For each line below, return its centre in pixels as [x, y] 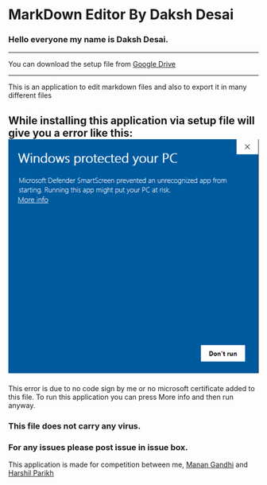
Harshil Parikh [31, 473]
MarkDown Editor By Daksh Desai [121, 15]
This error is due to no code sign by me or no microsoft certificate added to [132, 389]
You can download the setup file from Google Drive [92, 64]
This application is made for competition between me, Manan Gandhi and [128, 465]
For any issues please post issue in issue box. [98, 448]
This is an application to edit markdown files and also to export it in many [128, 87]
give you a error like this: [71, 133]
